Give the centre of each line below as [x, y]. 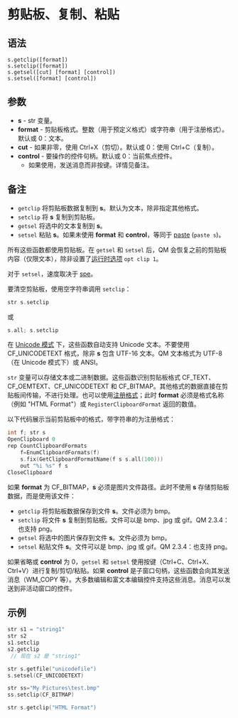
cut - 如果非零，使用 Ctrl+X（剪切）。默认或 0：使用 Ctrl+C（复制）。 [118, 147]
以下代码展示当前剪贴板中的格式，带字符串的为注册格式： [91, 419]
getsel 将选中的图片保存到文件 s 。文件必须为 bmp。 [94, 537]
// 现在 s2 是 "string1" [45, 656]
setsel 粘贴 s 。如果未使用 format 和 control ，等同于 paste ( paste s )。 [121, 235]
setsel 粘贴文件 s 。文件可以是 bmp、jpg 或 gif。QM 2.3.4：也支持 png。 [124, 546]
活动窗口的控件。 [51, 588]
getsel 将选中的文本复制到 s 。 [62, 225]
